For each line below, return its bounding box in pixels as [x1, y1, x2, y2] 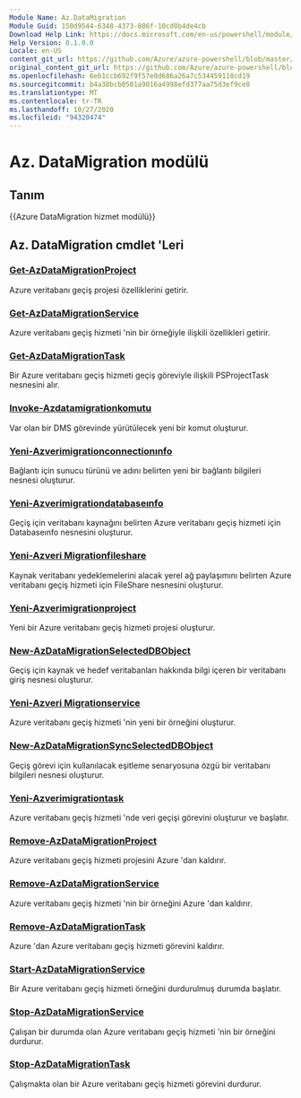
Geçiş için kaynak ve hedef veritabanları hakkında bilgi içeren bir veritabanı [9, 665, 287, 675]
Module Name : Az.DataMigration [9, 13, 126, 22]
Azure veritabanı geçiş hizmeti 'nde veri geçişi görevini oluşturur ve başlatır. [9, 813, 289, 823]
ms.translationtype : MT [9, 88, 99, 97]
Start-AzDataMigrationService [9, 963, 146, 975]
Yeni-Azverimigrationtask [9, 791, 125, 804]
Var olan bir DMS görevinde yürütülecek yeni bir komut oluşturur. [9, 423, 249, 433]
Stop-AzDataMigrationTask [9, 1058, 131, 1070]
